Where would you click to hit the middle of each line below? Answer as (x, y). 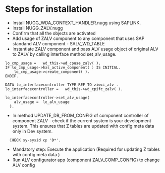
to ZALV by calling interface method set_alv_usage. (64, 54)
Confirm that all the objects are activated (54, 33)
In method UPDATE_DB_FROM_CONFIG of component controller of (80, 115)
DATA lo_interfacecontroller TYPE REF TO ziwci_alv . (62, 85)
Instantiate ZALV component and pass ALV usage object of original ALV (85, 49)
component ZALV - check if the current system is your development (82, 121)
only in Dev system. (32, 131)
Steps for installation (49, 9)
